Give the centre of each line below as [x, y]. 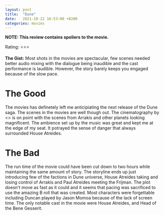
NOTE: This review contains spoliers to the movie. [57, 37]
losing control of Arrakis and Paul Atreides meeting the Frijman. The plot [78, 182]
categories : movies [25, 23]
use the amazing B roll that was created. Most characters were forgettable [80, 193]
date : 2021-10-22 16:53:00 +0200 [41, 19]
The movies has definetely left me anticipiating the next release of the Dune [81, 107]
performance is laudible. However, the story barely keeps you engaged [77, 69]
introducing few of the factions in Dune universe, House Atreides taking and [82, 177]
